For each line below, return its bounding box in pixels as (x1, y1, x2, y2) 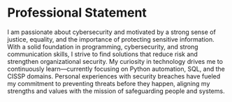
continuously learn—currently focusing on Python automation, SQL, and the (7, 65, 225, 73)
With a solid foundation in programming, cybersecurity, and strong (7, 42, 198, 51)
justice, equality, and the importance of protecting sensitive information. (7, 35, 215, 43)
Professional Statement (7, 5, 147, 21)
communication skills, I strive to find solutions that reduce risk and (7, 50, 198, 58)
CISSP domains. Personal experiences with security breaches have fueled (7, 71, 221, 80)
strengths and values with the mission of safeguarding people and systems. (7, 87, 225, 95)
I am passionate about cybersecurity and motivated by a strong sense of (7, 28, 217, 36)
